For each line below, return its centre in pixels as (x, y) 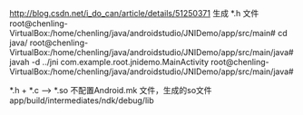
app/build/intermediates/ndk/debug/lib (82, 101)
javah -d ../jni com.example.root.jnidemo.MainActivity (109, 62)
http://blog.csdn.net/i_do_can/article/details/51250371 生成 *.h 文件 (134, 13)
